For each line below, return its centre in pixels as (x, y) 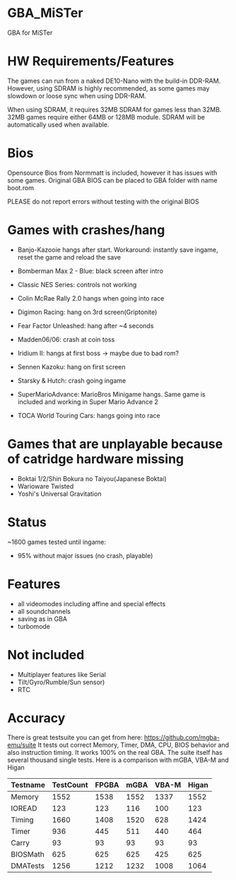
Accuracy (36, 718)
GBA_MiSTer (45, 13)
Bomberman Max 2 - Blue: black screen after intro (90, 271)
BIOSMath (28, 855)
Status (27, 522)
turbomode (34, 626)
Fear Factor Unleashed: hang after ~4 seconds (85, 325)
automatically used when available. (58, 125)
